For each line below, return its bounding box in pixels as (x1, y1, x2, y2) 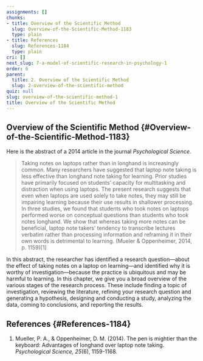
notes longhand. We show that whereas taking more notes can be (21, 218, 186, 226)
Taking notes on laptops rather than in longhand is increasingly (21, 160, 179, 167)
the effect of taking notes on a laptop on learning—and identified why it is (6, 262, 190, 270)
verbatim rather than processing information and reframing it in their (21, 231, 193, 238)
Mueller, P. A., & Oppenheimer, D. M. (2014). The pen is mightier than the (15, 335, 198, 342)
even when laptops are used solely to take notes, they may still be (21, 192, 187, 199)
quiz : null (6, 88, 34, 95)
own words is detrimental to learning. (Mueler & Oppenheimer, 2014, (21, 237, 193, 245)
